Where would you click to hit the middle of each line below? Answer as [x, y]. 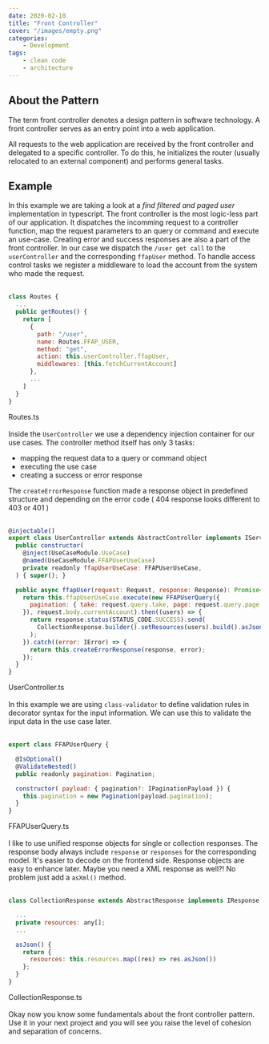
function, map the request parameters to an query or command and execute [134, 231]
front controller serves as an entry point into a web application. [112, 128]
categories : [28, 38]
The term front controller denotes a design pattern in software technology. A [134, 120]
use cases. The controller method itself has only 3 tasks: [101, 442]
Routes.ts [24, 416]
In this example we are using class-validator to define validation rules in [129, 705]
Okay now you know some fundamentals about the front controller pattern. [131, 1014]
